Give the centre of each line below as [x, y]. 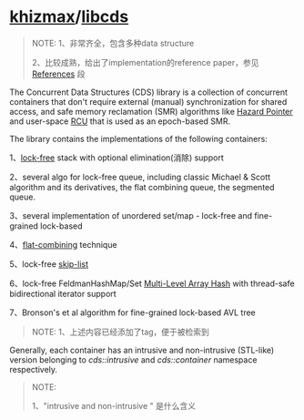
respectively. [33, 369]
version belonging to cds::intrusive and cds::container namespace [133, 359]
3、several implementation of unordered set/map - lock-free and [131, 215]
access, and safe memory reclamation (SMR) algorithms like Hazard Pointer [151, 111]
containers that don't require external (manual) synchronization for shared [148, 101]
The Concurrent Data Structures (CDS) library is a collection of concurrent [149, 92]
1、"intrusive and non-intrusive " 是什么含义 [114, 405]
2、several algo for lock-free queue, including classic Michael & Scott [140, 177]
